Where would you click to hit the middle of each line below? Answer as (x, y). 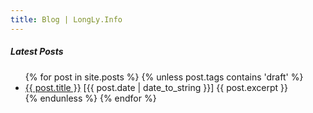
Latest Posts (37, 52)
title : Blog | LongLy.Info (66, 19)
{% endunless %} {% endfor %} (90, 98)
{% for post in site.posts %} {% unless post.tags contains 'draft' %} (164, 77)
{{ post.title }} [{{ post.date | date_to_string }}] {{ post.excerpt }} (156, 87)
